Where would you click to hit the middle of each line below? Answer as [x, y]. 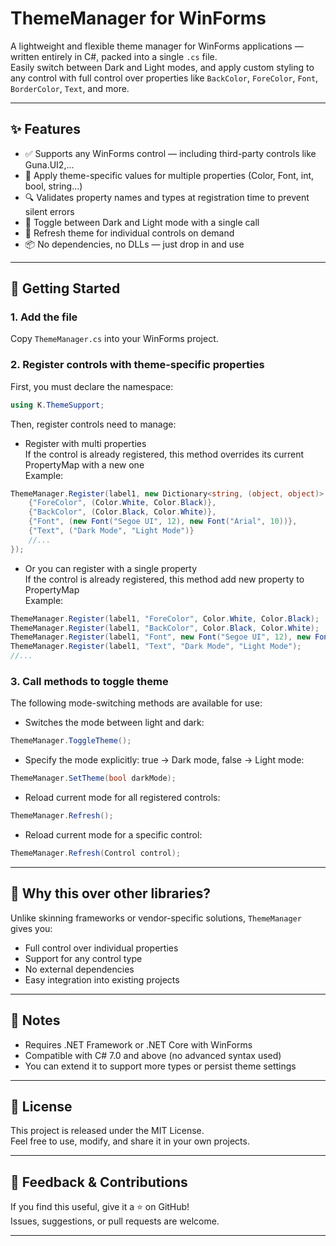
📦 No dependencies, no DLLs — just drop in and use [134, 244]
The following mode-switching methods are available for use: [136, 703]
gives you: [31, 928]
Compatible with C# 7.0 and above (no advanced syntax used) [153, 1055]
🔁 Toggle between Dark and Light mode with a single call [142, 222]
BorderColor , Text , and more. [70, 88]
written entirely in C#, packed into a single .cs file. [114, 56]
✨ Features [45, 129]
